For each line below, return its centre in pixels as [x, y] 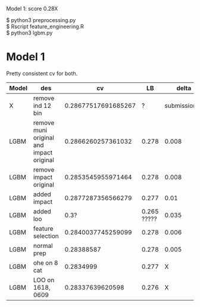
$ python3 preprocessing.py [41, 20]
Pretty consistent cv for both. [42, 73]
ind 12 [42, 106]
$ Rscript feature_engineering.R [45, 27]
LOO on [44, 280]
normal [43, 246]
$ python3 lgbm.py [29, 33]
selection [46, 236]
